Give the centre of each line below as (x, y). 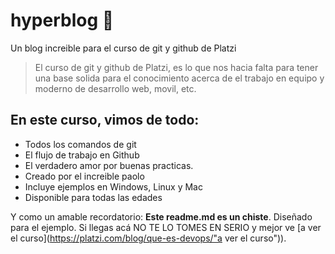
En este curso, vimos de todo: (105, 120)
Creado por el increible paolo (84, 176)
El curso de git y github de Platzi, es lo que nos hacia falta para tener (176, 67)
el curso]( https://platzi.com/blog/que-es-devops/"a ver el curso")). (148, 238)
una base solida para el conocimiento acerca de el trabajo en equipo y (179, 78)
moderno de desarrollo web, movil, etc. (115, 88)
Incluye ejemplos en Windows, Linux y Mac (113, 186)
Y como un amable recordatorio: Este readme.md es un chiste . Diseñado (161, 216)
